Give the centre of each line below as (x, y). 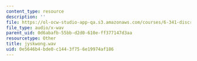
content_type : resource (35, 11)
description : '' (26, 17)
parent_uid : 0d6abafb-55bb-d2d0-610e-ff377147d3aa (69, 33)
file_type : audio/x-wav (35, 28)
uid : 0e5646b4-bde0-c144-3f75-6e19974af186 (60, 49)
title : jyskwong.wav (31, 44)
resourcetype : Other (31, 38)
